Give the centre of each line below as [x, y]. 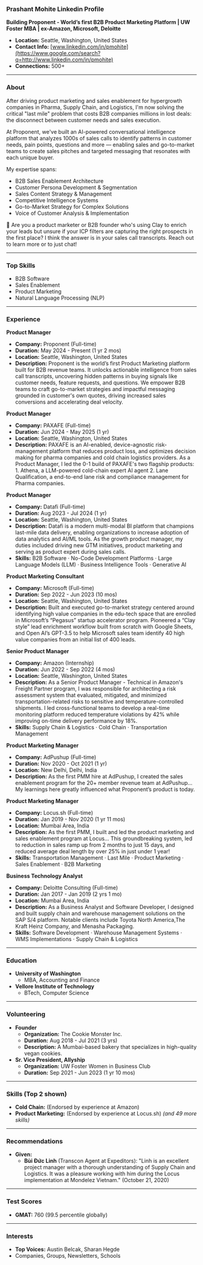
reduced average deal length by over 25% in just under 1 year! [92, 852]
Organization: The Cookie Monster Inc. [73, 1034]
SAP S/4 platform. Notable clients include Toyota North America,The [100, 920]
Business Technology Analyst [45, 876]
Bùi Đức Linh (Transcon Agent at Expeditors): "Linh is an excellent [106, 1161]
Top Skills [21, 265]
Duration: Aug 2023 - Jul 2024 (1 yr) [61, 513]
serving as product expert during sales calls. [70, 552]
